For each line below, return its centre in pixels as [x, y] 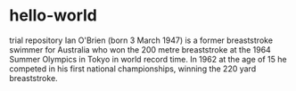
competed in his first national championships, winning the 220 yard [133, 69]
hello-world [53, 16]
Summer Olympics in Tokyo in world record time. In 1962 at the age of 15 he [148, 59]
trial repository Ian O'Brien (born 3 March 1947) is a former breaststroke [141, 40]
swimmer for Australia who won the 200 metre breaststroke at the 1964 [140, 49]
